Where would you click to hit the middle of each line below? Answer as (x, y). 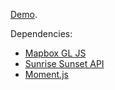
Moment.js (46, 74)
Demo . (24, 14)
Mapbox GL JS (55, 53)
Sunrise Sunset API (64, 63)
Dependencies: (41, 33)
